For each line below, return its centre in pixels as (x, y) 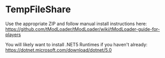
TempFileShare (38, 9)
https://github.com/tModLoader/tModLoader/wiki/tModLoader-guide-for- (83, 29)
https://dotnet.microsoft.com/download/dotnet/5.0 (58, 50)
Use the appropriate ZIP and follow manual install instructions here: (76, 24)
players (13, 34)
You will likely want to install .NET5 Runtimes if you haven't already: (76, 44)
